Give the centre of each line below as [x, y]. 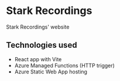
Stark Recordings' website [38, 27]
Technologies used [42, 45]
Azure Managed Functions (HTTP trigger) [65, 65]
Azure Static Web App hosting [51, 72]
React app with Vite [38, 59]
